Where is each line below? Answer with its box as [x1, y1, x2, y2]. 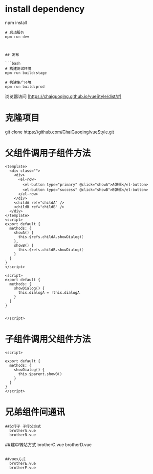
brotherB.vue [9, 432, 36, 437]
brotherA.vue [9, 428, 36, 433]
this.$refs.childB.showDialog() [18, 247, 84, 252]
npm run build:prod [5, 84, 45, 89]
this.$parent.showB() [18, 371, 63, 377]
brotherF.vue [9, 465, 36, 470]
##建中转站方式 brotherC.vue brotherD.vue [5, 442, 92, 448]
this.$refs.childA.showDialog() [18, 234, 84, 239]
